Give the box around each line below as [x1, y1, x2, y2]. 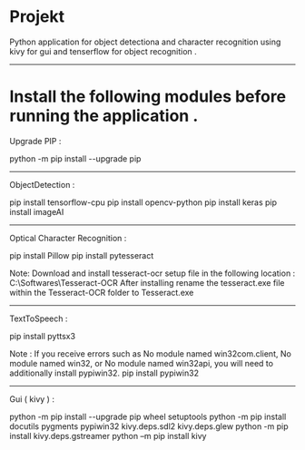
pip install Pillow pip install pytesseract [9, 249, 154, 260]
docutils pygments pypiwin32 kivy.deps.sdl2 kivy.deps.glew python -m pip [9, 420, 289, 432]
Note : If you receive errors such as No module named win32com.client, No [9, 347, 292, 359]
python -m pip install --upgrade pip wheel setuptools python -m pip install [9, 411, 287, 422]
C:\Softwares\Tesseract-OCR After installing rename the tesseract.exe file [9, 277, 285, 288]
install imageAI [9, 206, 64, 217]
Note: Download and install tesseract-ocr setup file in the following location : [9, 268, 296, 279]
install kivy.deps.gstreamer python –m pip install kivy [9, 430, 207, 441]
